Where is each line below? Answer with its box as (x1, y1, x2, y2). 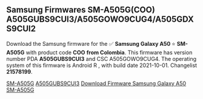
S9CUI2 (6, 24, 36, 34)
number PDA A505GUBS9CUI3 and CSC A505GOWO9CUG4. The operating (6, 55, 197, 62)
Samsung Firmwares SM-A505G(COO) (6, 5, 156, 15)
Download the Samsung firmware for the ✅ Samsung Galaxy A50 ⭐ (6, 40, 176, 47)
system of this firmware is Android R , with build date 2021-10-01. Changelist (6, 62, 198, 69)
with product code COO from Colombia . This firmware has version (25, 48, 193, 56)
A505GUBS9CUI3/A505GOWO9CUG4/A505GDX (6, 14, 194, 25)
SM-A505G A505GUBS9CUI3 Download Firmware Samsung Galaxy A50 (6, 80, 187, 87)
